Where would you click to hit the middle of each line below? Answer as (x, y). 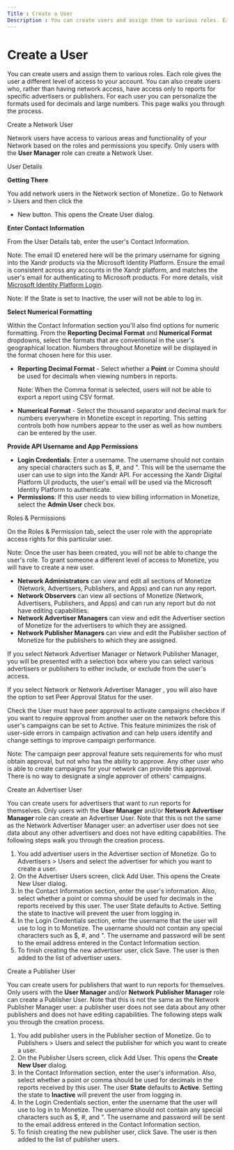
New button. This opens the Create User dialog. (86, 214)
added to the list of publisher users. (68, 1140)
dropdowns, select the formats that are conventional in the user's (101, 340)
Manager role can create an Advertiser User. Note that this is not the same (114, 818)
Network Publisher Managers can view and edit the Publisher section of (122, 633)
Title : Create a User (40, 14)
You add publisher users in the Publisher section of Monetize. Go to (114, 1035)
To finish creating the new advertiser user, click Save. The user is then (118, 950)
